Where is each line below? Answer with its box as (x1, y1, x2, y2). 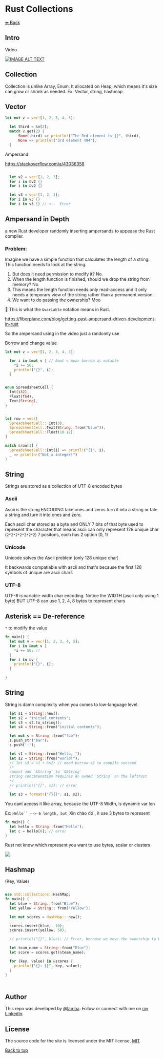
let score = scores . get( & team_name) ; (9, 950, 86, 955)
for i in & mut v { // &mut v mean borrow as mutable (9, 358, 119, 363)
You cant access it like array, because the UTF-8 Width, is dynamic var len (5, 801, 155, 807)
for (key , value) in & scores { (9, 958, 73, 964)
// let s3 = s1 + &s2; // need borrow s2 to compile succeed (9, 760, 137, 765)
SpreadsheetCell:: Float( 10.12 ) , (9, 430, 76, 435)
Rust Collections (5, 3, 73, 15)
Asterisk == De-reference (5, 612, 85, 621)
